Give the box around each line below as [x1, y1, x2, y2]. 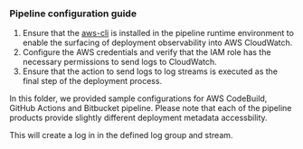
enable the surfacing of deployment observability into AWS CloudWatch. [22, 37, 293, 48]
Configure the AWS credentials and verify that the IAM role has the [22, 47, 271, 58]
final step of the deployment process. [22, 76, 163, 87]
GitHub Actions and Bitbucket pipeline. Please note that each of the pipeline [9, 103, 292, 114]
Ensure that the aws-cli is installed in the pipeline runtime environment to [22, 28, 294, 39]
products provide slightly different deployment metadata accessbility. [9, 112, 269, 124]
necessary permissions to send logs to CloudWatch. [22, 57, 217, 68]
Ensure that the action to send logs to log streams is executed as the [22, 66, 279, 77]
